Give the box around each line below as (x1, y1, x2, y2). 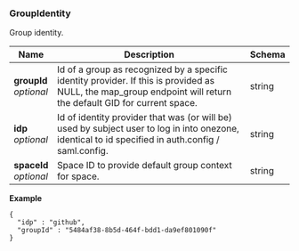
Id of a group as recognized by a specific (57, 63, 229, 76)
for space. (57, 170, 100, 182)
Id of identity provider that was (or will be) (57, 111, 233, 124)
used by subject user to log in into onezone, (57, 123, 240, 135)
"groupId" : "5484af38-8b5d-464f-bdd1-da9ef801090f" (17, 226, 217, 235)
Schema (249, 48, 286, 61)
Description (124, 48, 175, 61)
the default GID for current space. (57, 97, 198, 109)
